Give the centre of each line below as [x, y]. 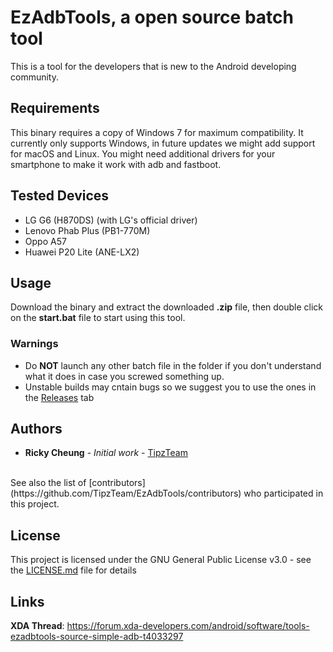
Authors [36, 429]
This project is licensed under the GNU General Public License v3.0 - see [161, 560]
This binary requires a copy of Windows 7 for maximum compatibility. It [157, 132]
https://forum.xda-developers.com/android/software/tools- [188, 626]
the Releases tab [59, 397]
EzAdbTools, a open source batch [152, 17]
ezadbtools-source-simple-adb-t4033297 [97, 637]
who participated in [283, 493]
